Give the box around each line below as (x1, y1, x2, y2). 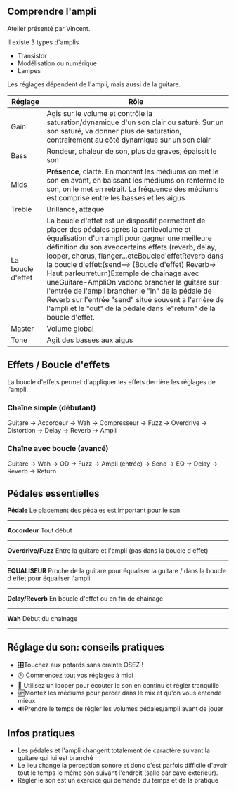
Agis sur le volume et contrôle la (46, 108, 153, 118)
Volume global (46, 323, 94, 333)
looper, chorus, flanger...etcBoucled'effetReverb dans (46, 251, 224, 261)
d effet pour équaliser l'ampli (7, 574, 91, 582)
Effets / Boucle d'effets (7, 359, 110, 371)
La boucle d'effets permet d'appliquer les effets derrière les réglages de (7, 377, 216, 386)
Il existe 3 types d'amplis (7, 38, 79, 46)
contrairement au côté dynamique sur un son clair (46, 135, 211, 145)
